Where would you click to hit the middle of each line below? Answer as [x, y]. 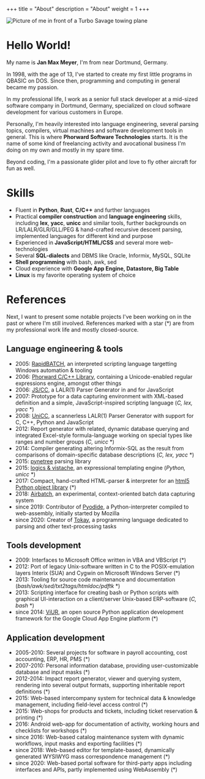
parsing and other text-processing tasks [66, 526]
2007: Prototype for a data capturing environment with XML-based [99, 396]
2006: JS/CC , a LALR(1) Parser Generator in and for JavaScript [95, 389]
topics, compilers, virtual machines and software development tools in [95, 130]
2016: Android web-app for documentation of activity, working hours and [107, 724]
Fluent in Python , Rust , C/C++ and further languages [83, 210]
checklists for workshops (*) [51, 731]
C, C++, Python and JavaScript [54, 422]
